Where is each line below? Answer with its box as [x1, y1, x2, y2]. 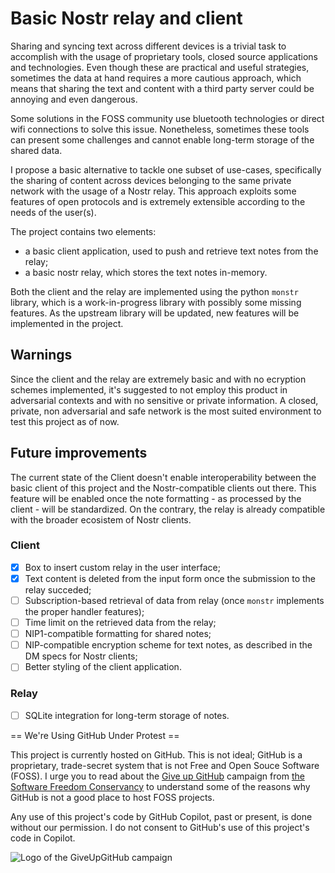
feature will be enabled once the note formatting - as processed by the [10, 492, 302, 504]
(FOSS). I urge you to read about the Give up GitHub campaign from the [10, 770, 305, 782]
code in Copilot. [10, 832, 76, 844]
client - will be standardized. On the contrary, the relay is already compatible [10, 503, 326, 515]
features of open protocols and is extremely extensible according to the [10, 195, 306, 207]
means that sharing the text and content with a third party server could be [10, 82, 315, 94]
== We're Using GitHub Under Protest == [10, 729, 180, 741]
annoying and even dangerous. [10, 93, 138, 105]
